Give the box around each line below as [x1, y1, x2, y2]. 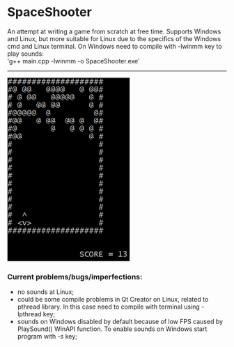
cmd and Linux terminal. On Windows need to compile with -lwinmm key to [7, 42, 222, 50]
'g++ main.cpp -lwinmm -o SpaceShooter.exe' [7, 56, 141, 65]
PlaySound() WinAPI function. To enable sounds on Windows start [17, 325, 208, 333]
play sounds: [7, 49, 44, 58]
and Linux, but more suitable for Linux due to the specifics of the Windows [7, 34, 221, 43]
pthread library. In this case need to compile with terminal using [17, 302, 200, 311]
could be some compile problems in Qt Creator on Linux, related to [17, 295, 209, 304]
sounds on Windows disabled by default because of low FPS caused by [17, 318, 224, 326]
